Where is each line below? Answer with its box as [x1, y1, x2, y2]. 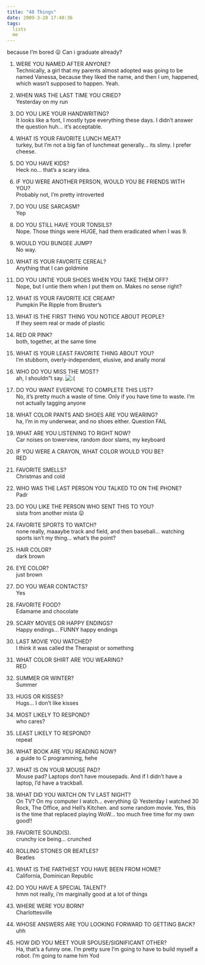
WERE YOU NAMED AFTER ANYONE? [15, 61, 111, 68]
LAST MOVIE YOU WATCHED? [15, 638, 92, 645]
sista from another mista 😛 [15, 509, 85, 517]
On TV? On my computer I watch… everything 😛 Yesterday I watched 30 [15, 797, 199, 805]
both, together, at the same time [15, 338, 96, 346]
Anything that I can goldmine [15, 264, 88, 272]
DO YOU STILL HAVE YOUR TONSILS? [15, 221, 112, 229]
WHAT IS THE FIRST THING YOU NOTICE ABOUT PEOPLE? [15, 313, 165, 320]
